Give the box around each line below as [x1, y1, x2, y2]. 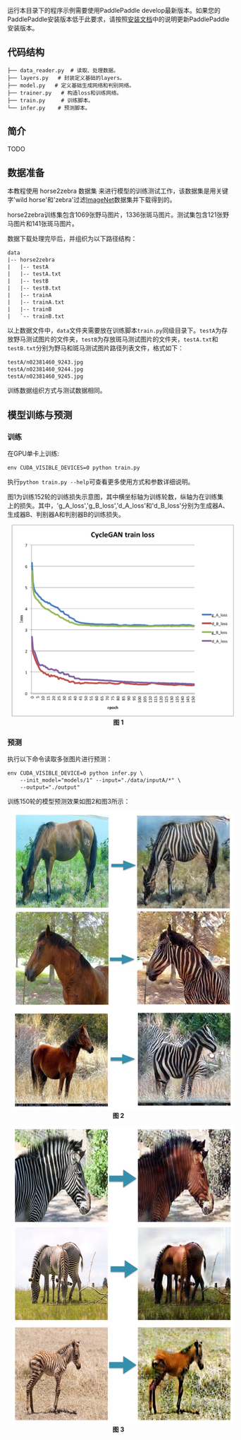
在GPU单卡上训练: [7, 449, 60, 458]
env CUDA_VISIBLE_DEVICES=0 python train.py [7, 465, 140, 472]
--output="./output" [20, 784, 80, 791]
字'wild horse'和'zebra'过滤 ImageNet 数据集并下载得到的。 [7, 196, 176, 204]
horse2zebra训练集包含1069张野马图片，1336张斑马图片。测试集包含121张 [7, 210, 223, 219]
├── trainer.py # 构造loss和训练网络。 [7, 89, 122, 97]
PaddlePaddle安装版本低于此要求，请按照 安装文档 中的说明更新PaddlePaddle [7, 15, 230, 23]
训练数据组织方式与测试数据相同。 [7, 386, 106, 395]
